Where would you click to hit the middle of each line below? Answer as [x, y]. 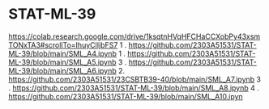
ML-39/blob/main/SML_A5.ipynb [62, 62]
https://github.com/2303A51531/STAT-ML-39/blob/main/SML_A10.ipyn [126, 96]
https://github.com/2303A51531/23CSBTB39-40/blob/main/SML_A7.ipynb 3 [135, 79]
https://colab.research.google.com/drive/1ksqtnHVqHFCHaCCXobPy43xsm [134, 36]
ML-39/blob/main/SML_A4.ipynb [63, 53]
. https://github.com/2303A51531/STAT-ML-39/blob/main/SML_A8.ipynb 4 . [134, 88]
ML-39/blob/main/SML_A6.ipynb [63, 70]
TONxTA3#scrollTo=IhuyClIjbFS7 [63, 44]
